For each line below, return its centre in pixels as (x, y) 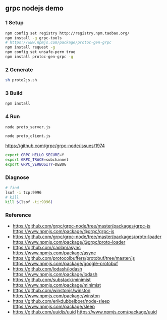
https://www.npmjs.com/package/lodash (55, 275)
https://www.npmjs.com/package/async (54, 253)
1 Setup (14, 23)
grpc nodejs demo (35, 8)
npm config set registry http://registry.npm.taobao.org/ (67, 33)
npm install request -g (30, 48)
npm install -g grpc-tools (34, 38)
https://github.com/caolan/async (47, 248)
